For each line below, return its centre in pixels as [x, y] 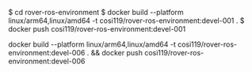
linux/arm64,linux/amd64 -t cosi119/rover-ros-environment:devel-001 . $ [126, 21]
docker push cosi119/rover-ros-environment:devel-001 [97, 29]
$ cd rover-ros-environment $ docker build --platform [96, 12]
